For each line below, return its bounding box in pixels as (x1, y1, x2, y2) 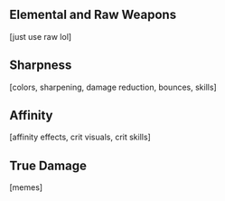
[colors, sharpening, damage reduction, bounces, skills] (9, 81, 217, 92)
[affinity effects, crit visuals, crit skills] (9, 131, 151, 143)
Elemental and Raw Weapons (9, 7, 177, 23)
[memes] (9, 182, 43, 193)
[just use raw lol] (9, 31, 72, 42)
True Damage (9, 158, 88, 173)
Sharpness (9, 58, 72, 73)
